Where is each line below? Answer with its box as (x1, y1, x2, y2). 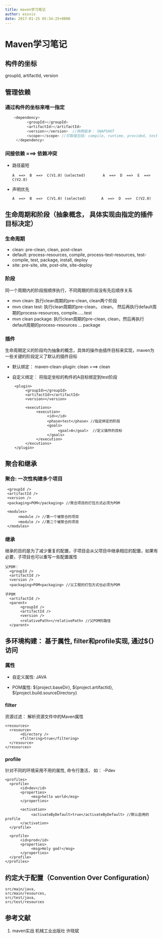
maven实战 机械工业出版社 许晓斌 (12, 928, 79, 934)
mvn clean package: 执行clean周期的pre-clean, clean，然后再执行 (12, 316, 145, 322)
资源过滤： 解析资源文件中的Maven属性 (5, 714, 84, 719)
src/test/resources (5, 899, 45, 904)
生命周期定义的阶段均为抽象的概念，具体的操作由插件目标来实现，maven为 (5, 347, 154, 353)
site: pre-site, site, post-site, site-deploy (12, 262, 93, 268)
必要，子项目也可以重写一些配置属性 (5, 553, 78, 560)
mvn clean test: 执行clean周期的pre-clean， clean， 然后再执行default (12, 304, 153, 310)
